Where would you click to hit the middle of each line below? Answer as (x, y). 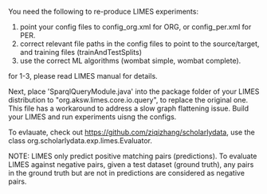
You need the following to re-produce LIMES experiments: (104, 12)
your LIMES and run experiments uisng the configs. (92, 117)
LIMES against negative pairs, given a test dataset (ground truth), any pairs (131, 165)
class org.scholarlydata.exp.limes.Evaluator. (80, 141)
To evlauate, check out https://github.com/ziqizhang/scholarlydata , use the (132, 132)
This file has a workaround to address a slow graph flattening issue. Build (129, 108)
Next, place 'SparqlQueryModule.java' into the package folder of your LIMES (134, 91)
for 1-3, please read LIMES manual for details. (83, 76)
